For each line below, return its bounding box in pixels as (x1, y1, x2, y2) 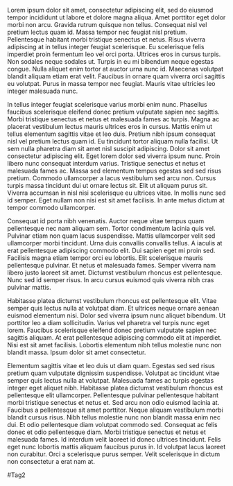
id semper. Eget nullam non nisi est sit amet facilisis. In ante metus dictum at (7, 196, 225, 204)
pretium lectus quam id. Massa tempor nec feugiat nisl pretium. (7, 28, 188, 36)
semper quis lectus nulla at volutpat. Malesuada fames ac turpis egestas (7, 376, 214, 384)
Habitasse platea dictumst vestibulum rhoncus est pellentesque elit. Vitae (7, 297, 217, 304)
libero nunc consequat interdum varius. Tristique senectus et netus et (7, 159, 206, 167)
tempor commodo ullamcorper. (7, 204, 96, 211)
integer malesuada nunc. (7, 87, 78, 95)
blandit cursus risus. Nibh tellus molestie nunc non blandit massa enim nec (7, 413, 221, 422)
